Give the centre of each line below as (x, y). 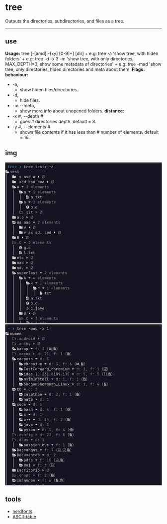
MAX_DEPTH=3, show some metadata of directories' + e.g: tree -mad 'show (83, 64)
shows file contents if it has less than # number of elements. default (89, 132)
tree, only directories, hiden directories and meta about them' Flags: (75, 69)
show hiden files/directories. (49, 89)
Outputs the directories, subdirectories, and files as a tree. (65, 21)
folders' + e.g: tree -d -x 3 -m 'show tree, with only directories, (70, 58)
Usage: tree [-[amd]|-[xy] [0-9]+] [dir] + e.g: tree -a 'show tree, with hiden (82, 53)
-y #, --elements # (31, 127)
